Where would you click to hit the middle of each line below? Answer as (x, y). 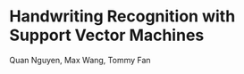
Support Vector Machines (107, 35)
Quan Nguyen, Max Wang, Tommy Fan (80, 60)
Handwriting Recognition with (122, 16)
